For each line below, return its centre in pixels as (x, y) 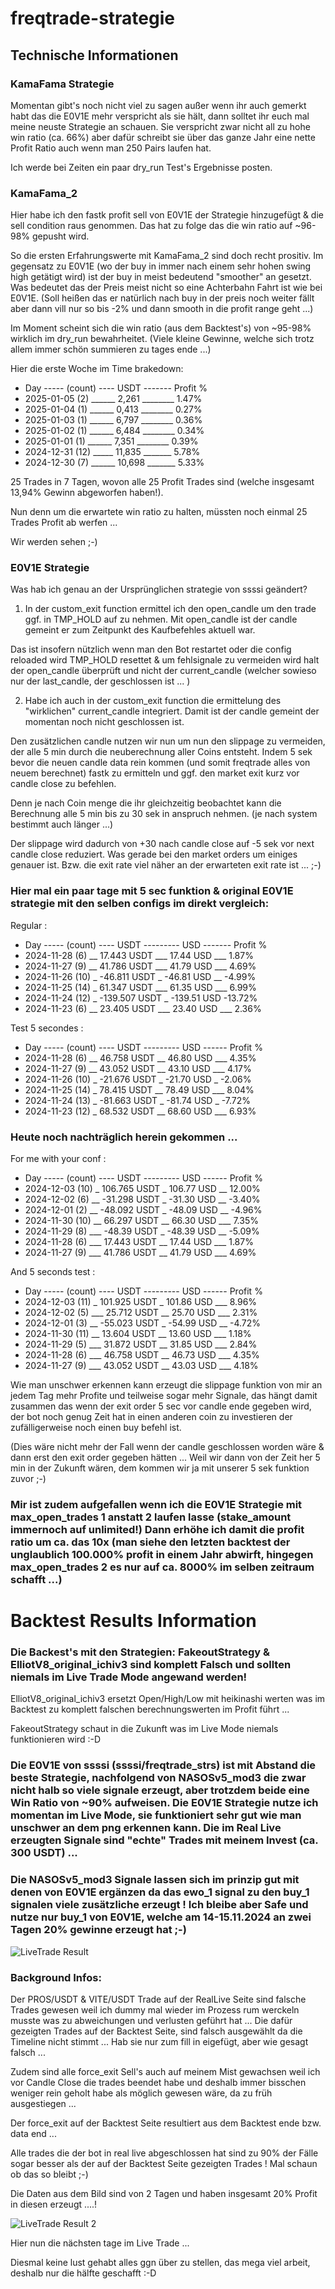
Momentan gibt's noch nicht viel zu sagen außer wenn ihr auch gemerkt (158, 105)
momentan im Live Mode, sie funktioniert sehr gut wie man (156, 1815)
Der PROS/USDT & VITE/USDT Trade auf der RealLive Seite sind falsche (158, 1999)
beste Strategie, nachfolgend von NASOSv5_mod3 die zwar (158, 1778)
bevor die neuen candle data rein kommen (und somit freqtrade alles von (160, 763)
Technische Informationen (94, 55)
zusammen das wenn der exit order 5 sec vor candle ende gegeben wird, (161, 1406)
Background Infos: (56, 1977)
